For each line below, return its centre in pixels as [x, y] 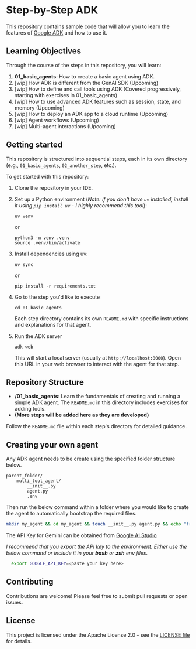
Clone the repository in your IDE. [54, 187]
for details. [19, 641]
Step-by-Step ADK [52, 10]
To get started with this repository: [48, 176]
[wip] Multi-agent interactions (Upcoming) [65, 126]
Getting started [34, 145]
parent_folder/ [24, 476]
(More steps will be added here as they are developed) [82, 415]
